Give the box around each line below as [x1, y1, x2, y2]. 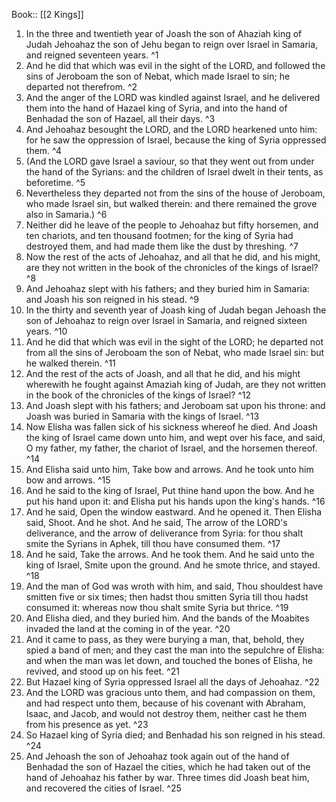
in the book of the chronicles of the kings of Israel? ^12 [25, 389, 252, 401]
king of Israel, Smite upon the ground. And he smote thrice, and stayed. [25, 559, 321, 571]
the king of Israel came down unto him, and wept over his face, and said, [25, 432, 326, 443]
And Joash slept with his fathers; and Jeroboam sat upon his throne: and [25, 400, 326, 411]
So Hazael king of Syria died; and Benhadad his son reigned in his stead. [25, 729, 326, 741]
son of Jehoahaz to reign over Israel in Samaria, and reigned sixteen [25, 315, 308, 326]
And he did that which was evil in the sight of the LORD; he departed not [25, 336, 324, 348]
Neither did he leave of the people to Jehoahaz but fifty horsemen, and [25, 219, 319, 231]
